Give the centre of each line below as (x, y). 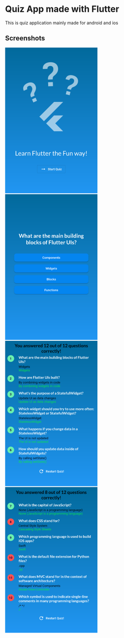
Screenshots (25, 38)
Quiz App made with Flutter (62, 9)
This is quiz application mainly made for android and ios (62, 23)
